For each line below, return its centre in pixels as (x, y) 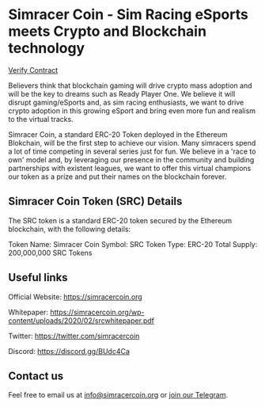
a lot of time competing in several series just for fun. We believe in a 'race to (132, 151)
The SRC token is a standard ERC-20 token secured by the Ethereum (120, 220)
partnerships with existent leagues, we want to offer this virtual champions (130, 168)
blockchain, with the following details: (70, 229)
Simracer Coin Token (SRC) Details (95, 202)
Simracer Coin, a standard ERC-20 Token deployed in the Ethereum (118, 134)
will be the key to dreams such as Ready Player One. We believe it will (122, 93)
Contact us (36, 376)
